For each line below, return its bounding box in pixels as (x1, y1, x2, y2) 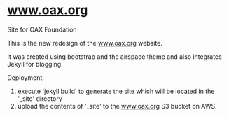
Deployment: (7, 73, 44, 82)
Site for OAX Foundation (7, 25, 77, 34)
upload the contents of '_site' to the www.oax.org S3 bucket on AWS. (17, 102, 217, 110)
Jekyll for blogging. (7, 60, 63, 68)
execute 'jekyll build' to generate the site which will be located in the (17, 87, 215, 95)
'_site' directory (17, 94, 63, 103)
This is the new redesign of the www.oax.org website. (7, 39, 163, 47)
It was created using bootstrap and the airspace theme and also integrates (7, 52, 222, 61)
